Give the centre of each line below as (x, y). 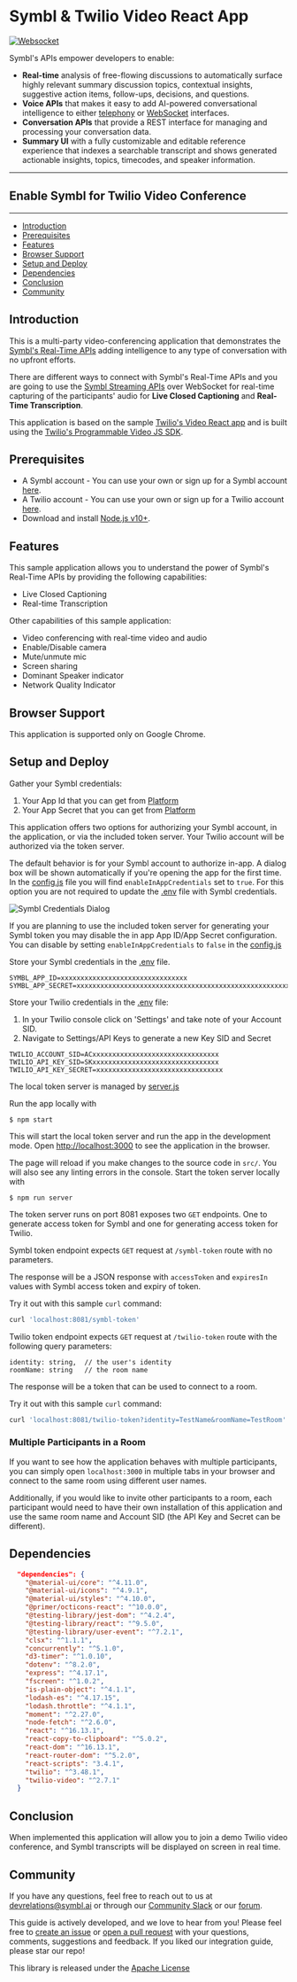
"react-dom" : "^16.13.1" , (73, 1747)
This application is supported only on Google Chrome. (107, 734)
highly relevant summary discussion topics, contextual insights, (137, 84)
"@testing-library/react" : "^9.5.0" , (95, 1623)
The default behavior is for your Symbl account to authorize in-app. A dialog (148, 863)
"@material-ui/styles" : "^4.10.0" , (91, 1599)
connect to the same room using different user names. (108, 1481)
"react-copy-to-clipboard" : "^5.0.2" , (96, 1739)
